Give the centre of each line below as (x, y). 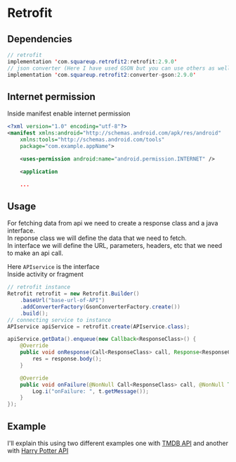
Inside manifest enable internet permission (69, 113)
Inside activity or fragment (46, 274)
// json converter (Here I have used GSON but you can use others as (111, 68)
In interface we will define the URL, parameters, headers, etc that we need (115, 246)
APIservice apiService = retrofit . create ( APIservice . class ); (99, 326)
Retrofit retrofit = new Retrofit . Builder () (73, 294)
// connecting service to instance (59, 320)
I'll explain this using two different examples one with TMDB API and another (118, 443)
